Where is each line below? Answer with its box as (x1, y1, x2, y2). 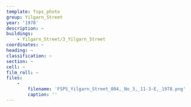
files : (6, 75, 23, 81)
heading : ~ (6, 48, 34, 53)
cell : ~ (6, 64, 26, 70)
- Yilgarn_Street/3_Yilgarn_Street (17, 36, 106, 42)
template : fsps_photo (6, 8, 60, 15)
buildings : (6, 31, 34, 37)
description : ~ (6, 25, 44, 32)
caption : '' (28, 92, 58, 97)
